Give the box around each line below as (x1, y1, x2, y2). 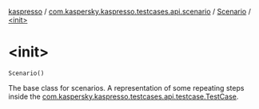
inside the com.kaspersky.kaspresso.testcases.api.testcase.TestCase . (8, 91, 239, 101)
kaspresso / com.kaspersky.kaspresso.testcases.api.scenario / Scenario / (8, 7, 252, 16)
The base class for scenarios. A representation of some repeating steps (8, 83, 245, 92)
